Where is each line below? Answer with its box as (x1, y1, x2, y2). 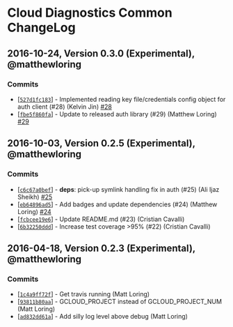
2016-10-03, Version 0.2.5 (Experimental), (7, 137, 196, 149)
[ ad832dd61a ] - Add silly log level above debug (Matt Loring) (17, 312, 188, 321)
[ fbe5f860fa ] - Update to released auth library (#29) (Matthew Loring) (17, 109, 217, 118)
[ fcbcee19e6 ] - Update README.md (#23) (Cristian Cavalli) (17, 215, 185, 223)
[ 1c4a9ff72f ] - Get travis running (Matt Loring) (17, 290, 150, 298)
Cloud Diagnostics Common (7, 5, 172, 21)
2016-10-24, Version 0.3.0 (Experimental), (7, 47, 195, 59)
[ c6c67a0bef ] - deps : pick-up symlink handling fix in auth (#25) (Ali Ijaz (17, 185, 220, 193)
